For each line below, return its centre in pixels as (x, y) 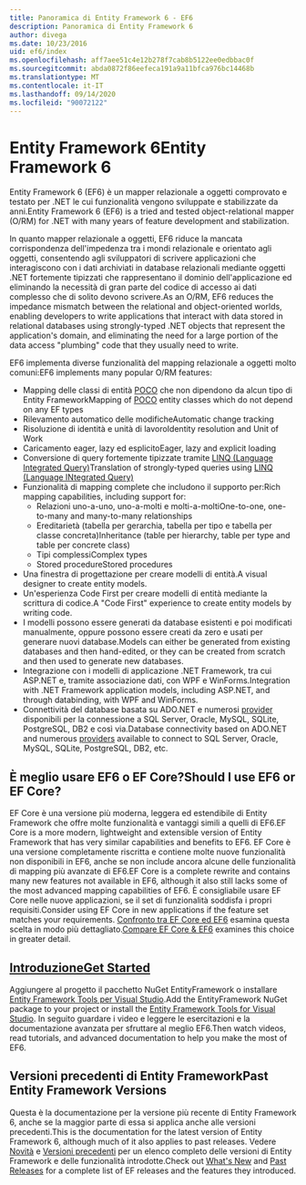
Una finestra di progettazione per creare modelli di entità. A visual (145, 574)
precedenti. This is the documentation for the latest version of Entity (136, 1131)
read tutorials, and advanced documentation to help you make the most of (148, 1037)
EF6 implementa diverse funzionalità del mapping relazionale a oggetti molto (153, 363)
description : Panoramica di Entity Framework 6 (102, 26)
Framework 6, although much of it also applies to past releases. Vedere (143, 1141)
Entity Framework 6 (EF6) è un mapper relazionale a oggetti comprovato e (148, 192)
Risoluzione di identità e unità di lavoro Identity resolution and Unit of (151, 429)
